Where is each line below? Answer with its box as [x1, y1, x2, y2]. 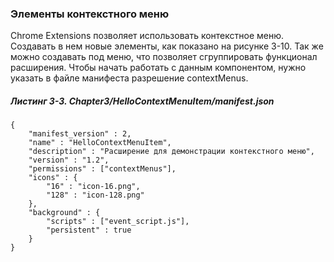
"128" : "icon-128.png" [46, 190, 145, 201]
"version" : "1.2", [28, 155, 110, 166]
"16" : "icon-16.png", [46, 182, 141, 192]
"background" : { [28, 208, 101, 218]
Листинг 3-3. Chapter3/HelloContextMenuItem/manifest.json [10, 95, 275, 107]
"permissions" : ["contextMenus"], [28, 164, 177, 174]
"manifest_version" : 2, [28, 129, 132, 139]
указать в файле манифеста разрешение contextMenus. [10, 72, 249, 84]
